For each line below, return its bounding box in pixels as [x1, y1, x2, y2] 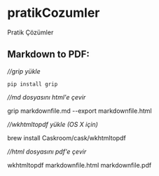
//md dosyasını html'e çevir [7, 93, 86, 101]
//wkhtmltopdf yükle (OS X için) [7, 120, 98, 128]
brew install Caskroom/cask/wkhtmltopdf [7, 133, 126, 142]
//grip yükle [7, 67, 41, 75]
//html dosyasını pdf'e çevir [7, 147, 87, 156]
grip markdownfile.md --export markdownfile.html [7, 107, 152, 115]
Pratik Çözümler [7, 28, 54, 36]
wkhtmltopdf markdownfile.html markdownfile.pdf [7, 161, 152, 169]
